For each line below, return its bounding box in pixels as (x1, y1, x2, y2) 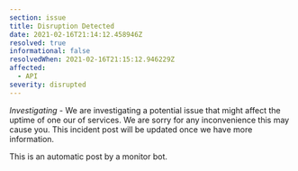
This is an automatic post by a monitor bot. (9, 150, 168, 162)
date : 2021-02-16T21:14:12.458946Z (9, 30, 143, 39)
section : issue (9, 13, 67, 22)
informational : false (9, 47, 91, 56)
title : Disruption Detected (9, 22, 115, 31)
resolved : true (9, 38, 67, 48)
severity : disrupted (9, 80, 87, 89)
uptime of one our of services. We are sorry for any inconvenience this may (9, 114, 290, 125)
